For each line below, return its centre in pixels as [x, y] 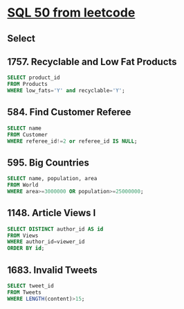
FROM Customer [28, 134]
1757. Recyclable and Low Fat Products [92, 61]
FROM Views [23, 236]
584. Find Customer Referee [69, 112]
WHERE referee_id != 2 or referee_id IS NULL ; [72, 141]
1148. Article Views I [52, 213]
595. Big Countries [48, 162]
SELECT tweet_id [30, 286]
